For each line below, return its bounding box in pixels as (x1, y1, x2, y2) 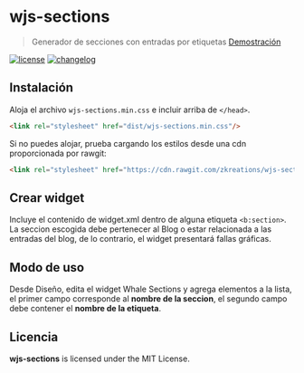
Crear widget (9, 190, 85, 206)
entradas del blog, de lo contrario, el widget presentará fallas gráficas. (9, 234, 271, 244)
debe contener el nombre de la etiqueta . (9, 303, 161, 314)
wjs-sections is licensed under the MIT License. (9, 353, 190, 364)
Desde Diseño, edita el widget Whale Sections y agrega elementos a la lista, (9, 283, 292, 295)
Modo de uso (9, 260, 84, 275)
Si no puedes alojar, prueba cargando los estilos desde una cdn (9, 138, 247, 148)
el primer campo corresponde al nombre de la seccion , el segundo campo (9, 293, 288, 304)
